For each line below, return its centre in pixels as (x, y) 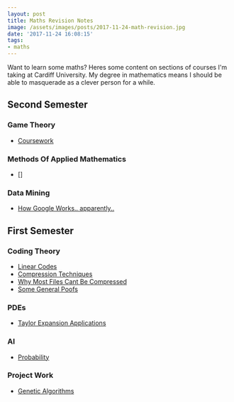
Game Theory (31, 125)
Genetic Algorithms (46, 391)
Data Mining (29, 193)
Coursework (36, 140)
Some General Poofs (48, 289)
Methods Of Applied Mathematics (67, 159)
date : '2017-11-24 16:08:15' (50, 34)
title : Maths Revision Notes (50, 21)
